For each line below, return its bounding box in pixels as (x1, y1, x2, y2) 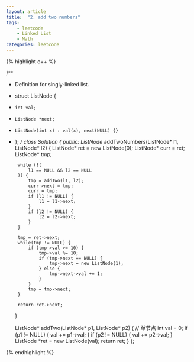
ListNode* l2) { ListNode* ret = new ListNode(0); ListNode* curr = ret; (14, 144, 185, 151)
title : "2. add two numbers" (6, 14, 81, 20)
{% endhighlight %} (6, 348, 54, 355)
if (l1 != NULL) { (28, 193, 74, 199)
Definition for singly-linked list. (14, 80, 89, 88)
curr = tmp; (28, 188, 58, 194)
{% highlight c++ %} (6, 57, 56, 65)
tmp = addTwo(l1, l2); (28, 177, 84, 183)
